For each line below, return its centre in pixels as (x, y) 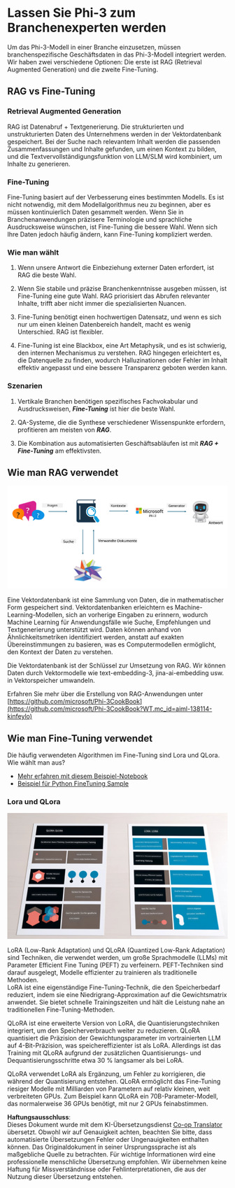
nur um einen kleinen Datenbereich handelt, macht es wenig (104, 325)
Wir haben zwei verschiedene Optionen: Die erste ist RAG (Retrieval (105, 62)
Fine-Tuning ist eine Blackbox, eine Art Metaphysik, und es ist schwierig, (122, 346)
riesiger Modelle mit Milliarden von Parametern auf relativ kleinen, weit (109, 1089)
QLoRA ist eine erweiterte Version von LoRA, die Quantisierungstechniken (113, 1024)
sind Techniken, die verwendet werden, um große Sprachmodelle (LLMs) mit (117, 958)
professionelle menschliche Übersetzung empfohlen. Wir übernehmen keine (117, 1162)
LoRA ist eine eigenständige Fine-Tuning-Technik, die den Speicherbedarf (114, 987)
